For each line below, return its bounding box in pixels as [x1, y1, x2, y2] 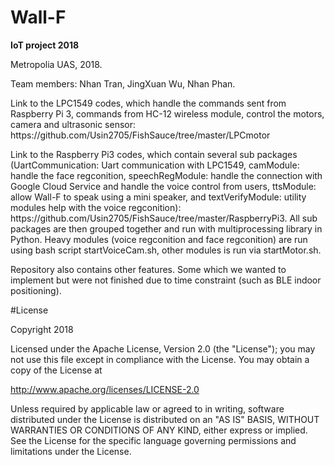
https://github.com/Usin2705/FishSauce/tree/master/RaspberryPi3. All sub [10, 212, 318, 224]
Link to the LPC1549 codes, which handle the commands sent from [10, 97, 287, 109]
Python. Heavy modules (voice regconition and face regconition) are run [10, 233, 308, 245]
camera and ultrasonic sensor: [10, 118, 137, 130]
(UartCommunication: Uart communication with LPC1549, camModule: [10, 159, 300, 171]
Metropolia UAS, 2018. [10, 58, 103, 70]
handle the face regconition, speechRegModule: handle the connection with [10, 169, 323, 181]
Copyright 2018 [10, 323, 74, 335]
